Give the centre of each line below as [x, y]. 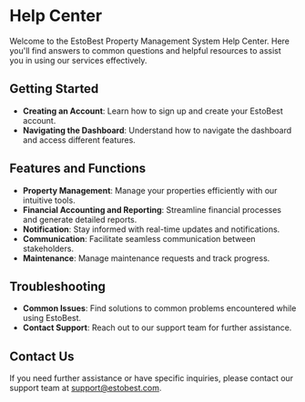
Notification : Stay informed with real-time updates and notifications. [151, 229]
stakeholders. [48, 248]
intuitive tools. [49, 200]
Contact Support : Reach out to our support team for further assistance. [157, 327]
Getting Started [54, 89]
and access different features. [79, 140]
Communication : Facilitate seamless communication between [139, 238]
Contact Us [42, 356]
